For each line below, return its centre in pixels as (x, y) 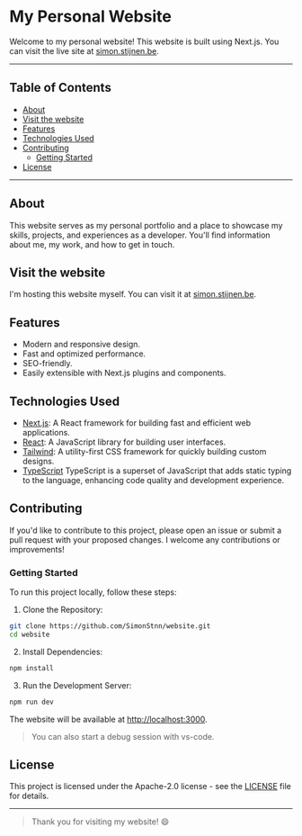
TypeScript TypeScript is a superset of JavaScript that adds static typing (157, 471)
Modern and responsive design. (81, 345)
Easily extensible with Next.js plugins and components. (124, 373)
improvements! (37, 549)
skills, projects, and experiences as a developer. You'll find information (140, 235)
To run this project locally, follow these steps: (93, 592)
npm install (31, 668)
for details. (29, 796)
